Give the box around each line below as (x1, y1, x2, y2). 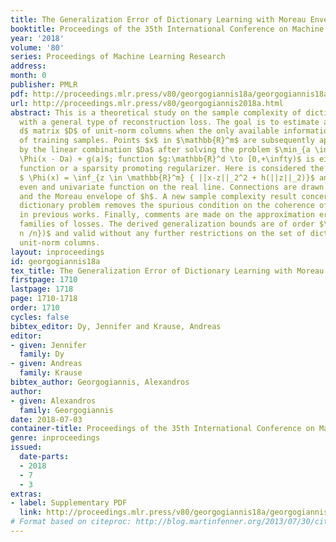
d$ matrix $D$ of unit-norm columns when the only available (19, 126, 280, 136)
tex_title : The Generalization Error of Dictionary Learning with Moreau (10, 266, 325, 276)
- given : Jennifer (10, 340, 87, 350)
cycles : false (10, 312, 70, 322)
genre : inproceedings (10, 433, 101, 443)
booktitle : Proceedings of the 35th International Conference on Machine (10, 24, 325, 34)
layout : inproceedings (10, 247, 105, 257)
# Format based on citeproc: (10, 517, 132, 527)
